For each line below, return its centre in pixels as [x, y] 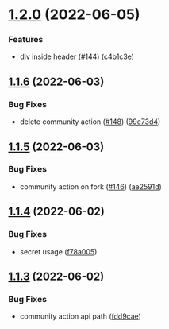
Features [26, 40]
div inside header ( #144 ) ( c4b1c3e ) [77, 56]
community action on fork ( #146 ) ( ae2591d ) [91, 186]
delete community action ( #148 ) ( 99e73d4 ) [90, 122]
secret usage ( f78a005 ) [58, 251]
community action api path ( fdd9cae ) [80, 316]
